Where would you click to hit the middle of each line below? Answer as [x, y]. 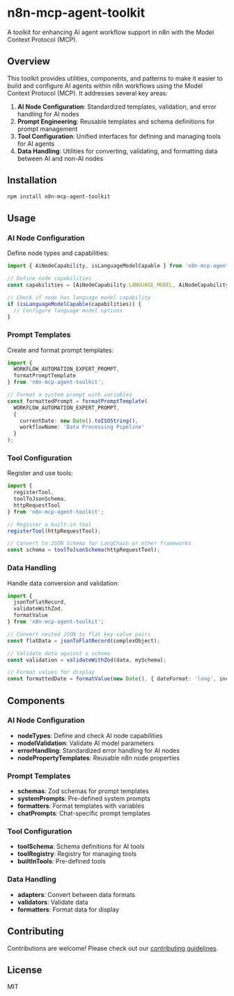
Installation [32, 180]
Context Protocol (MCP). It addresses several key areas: [88, 93]
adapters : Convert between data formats [76, 894]
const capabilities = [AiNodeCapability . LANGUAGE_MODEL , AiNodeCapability [118, 285]
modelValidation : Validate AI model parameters [86, 743]
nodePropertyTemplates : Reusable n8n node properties [98, 758]
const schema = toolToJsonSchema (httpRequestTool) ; [84, 550]
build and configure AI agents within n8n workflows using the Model [105, 86]
